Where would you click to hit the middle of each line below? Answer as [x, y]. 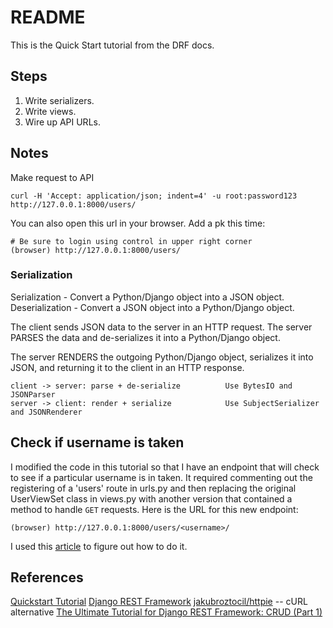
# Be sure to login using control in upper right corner [131, 241]
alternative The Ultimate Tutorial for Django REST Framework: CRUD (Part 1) [166, 612]
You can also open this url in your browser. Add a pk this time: [138, 223]
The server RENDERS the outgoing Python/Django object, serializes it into [162, 357]
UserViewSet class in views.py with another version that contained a [151, 498]
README [48, 17]
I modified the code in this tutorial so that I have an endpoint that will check [165, 467]
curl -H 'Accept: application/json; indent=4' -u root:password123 [154, 196]
